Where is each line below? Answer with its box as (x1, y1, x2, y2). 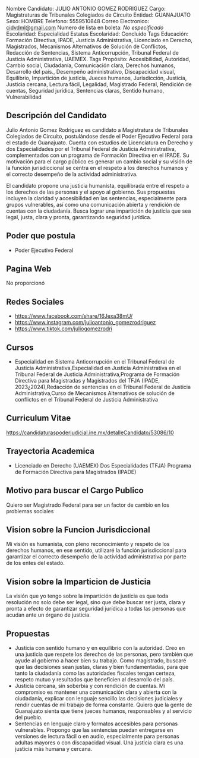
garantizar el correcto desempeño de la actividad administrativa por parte (6, 553, 187, 560)
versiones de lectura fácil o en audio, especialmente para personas (14, 732, 179, 740)
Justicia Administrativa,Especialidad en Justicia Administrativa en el (14, 365, 181, 372)
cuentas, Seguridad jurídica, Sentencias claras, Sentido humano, (6, 87, 165, 94)
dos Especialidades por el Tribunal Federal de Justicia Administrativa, (6, 145, 176, 152)
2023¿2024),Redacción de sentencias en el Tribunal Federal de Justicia (14, 383, 191, 391)
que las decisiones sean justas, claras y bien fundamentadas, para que (14, 663, 189, 670)
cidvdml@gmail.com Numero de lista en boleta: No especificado (6, 24, 164, 31)
